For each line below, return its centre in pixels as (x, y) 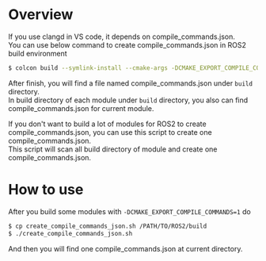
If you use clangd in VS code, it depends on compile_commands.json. (122, 36)
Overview (41, 15)
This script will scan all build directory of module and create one (113, 149)
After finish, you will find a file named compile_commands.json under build (131, 83)
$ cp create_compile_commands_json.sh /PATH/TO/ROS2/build (108, 226)
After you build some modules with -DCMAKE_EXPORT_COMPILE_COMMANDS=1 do (129, 211)
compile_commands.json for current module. (81, 108)
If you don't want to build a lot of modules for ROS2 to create (108, 124)
